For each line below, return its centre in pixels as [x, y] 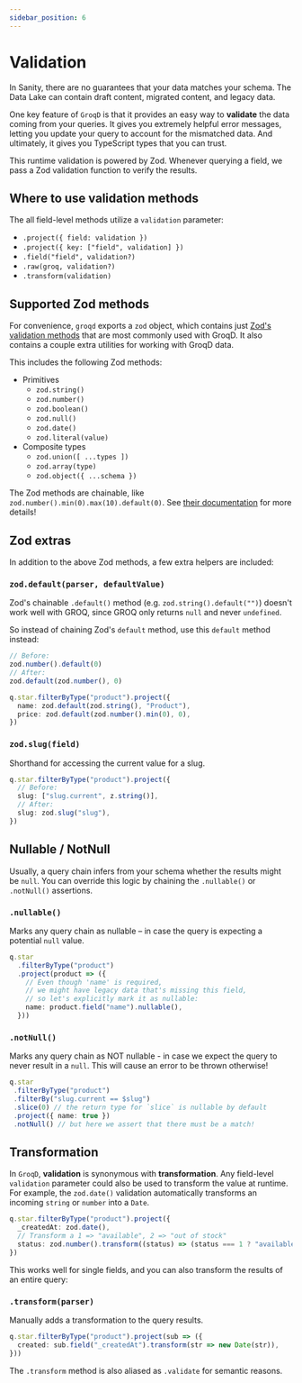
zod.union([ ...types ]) [82, 457]
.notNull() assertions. [51, 890]
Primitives [41, 380]
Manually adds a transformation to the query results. [107, 1320]
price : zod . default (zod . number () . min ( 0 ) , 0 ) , [104, 714]
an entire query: [39, 1279]
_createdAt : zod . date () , [64, 1228]
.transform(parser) [52, 1301]
